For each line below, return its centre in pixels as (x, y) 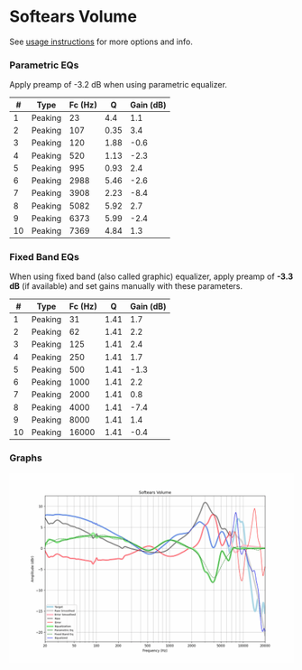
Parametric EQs (44, 65)
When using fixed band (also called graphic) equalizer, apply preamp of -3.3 (151, 276)
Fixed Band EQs (44, 256)
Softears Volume (73, 17)
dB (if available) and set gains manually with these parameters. (126, 286)
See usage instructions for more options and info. (101, 42)
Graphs (26, 458)
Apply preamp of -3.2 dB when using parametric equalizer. (119, 85)
